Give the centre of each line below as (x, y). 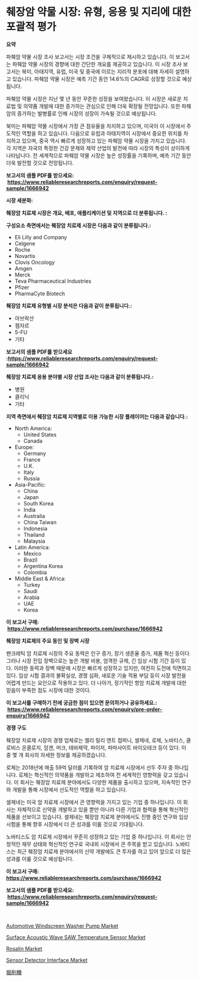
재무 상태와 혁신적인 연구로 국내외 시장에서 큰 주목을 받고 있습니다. (98, 844)
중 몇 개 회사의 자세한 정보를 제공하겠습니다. (57, 755)
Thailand (34, 534)
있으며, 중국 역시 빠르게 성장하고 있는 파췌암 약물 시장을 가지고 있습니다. (104, 141)
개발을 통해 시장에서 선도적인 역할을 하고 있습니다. (70, 790)
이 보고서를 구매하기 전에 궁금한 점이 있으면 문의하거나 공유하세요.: (82, 702)
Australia (34, 516)
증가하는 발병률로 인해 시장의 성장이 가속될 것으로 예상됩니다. (87, 113)
